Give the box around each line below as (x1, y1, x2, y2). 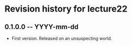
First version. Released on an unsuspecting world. (11, 35, 113, 41)
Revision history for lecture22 (4, 3, 128, 15)
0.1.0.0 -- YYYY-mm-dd (4, 23, 79, 31)
